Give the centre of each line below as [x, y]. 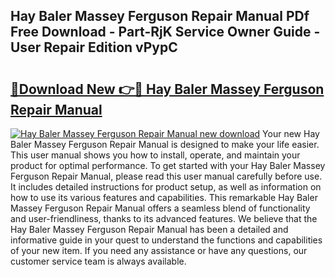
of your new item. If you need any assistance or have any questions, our [159, 250]
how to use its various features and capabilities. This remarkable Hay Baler [164, 197]
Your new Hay [291, 133]
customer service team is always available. [98, 261]
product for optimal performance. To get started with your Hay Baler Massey [168, 165]
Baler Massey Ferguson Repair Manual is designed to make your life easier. [165, 144]
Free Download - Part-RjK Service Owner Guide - [165, 32]
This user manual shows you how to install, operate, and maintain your [155, 155]
